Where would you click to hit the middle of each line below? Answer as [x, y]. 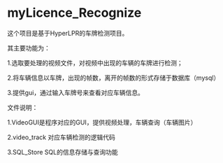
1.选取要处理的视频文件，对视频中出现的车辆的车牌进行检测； [95, 63]
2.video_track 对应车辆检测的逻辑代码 [61, 137]
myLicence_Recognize [74, 13]
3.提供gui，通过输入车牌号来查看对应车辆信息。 [76, 92]
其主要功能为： [29, 48]
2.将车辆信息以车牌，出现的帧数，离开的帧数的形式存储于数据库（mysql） [114, 78]
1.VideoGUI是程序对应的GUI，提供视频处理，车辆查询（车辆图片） [102, 122]
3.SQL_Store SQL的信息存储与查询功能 [63, 152]
